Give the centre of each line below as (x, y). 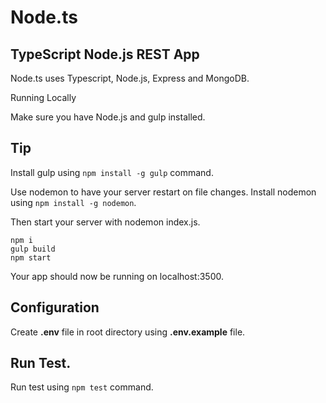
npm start (31, 257)
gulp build (33, 249)
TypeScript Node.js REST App (105, 54)
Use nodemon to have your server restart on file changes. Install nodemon (163, 192)
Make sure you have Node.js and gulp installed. (108, 117)
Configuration (55, 307)
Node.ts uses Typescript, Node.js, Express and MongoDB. (130, 78)
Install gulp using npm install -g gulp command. (112, 172)
